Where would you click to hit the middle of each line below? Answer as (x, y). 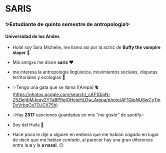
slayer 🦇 (21, 52)
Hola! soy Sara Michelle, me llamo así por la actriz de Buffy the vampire (86, 47)
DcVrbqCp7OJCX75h (34, 105)
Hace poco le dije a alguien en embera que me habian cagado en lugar (85, 134)
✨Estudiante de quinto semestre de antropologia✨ (67, 24)
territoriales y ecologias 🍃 (39, 77)
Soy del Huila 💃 (28, 125)
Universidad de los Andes (32, 36)
